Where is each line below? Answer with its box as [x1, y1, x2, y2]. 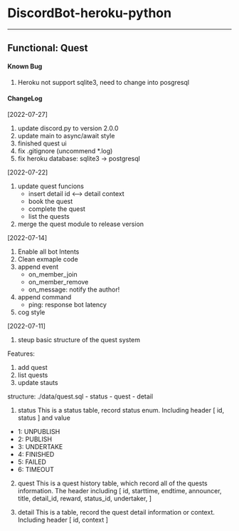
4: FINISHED [17, 450, 55, 458]
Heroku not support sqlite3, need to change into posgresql [17, 78, 190, 86]
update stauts [17, 378, 58, 386]
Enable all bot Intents [17, 247, 80, 256]
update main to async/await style [17, 131, 115, 140]
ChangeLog [7, 94, 43, 103]
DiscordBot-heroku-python [7, 5, 172, 21]
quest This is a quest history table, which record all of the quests [17, 479, 208, 488]
